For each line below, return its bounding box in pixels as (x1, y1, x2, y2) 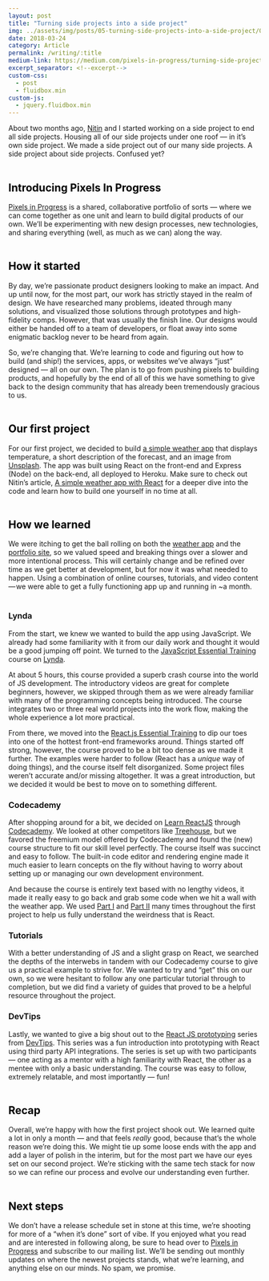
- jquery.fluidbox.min (15, 101, 91, 109)
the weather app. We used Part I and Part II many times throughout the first (8, 901, 256, 911)
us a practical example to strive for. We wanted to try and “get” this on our (8, 965, 253, 975)
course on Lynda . (8, 654, 66, 663)
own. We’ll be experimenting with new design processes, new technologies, (8, 218, 259, 229)
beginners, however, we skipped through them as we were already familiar (8, 687, 255, 696)
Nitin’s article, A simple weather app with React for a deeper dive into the (8, 477, 249, 487)
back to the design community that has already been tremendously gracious (8, 381, 260, 391)
